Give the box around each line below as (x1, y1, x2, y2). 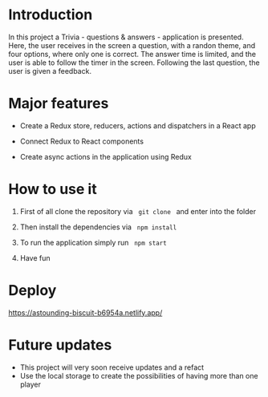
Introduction (8, 6, 93, 24)
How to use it (8, 180, 98, 198)
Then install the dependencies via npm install (19, 222, 177, 232)
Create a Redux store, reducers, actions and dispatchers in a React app (19, 120, 256, 130)
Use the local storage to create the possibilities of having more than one (19, 371, 258, 380)
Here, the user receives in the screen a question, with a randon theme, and (8, 40, 256, 50)
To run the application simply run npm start (19, 237, 167, 247)
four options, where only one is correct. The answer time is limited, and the (8, 49, 257, 59)
